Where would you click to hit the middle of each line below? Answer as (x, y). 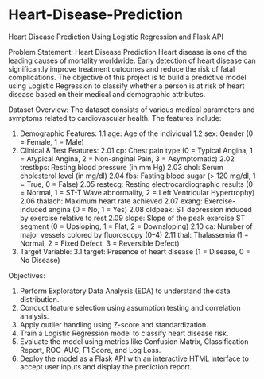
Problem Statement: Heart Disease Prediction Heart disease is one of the (128, 52)
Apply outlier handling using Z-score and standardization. (114, 324)
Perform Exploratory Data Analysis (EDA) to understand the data (125, 291)
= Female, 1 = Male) (52, 141)
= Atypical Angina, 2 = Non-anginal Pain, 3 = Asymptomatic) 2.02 (127, 159)
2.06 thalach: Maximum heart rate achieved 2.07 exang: (111, 201)
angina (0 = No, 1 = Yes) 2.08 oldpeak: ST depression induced (150, 209)
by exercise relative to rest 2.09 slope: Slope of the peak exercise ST (132, 218)
